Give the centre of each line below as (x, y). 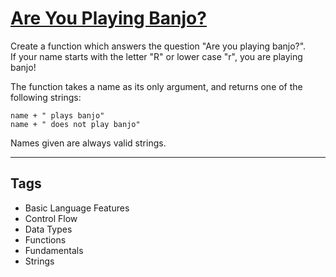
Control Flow (51, 218)
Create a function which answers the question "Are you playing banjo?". (158, 46)
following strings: (46, 97)
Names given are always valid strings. (88, 143)
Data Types (48, 229)
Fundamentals (54, 250)
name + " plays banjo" (57, 115)
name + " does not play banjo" (75, 124)
